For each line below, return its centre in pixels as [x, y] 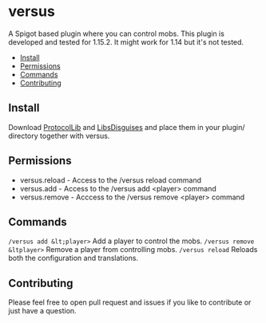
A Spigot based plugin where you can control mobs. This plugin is [117, 33]
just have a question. [43, 311]
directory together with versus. [59, 136]
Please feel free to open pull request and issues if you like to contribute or [130, 302]
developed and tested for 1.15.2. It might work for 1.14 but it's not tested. [126, 41]
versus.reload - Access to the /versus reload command [111, 180]
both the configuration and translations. [73, 258]
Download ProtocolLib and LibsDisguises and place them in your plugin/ [127, 127]
